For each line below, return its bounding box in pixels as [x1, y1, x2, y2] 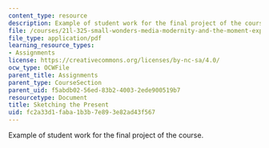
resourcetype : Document [8, 94, 88, 102]
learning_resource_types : [8, 42, 94, 50]
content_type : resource [8, 11, 88, 20]
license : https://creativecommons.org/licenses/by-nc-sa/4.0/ [8, 57, 220, 65]
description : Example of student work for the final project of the [8, 19, 242, 27]
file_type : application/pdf [8, 34, 102, 42]
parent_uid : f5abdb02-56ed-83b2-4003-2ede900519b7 [8, 86, 181, 94]
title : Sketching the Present [8, 101, 110, 109]
